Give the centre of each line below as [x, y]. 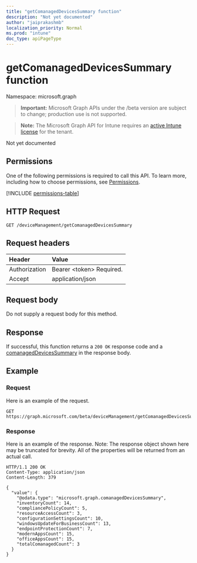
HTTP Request [33, 212]
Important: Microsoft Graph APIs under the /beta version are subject [103, 108]
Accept [19, 279]
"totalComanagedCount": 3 [48, 544]
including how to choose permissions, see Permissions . [73, 182]
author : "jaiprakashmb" [35, 22]
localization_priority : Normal [44, 28]
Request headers [38, 243]
